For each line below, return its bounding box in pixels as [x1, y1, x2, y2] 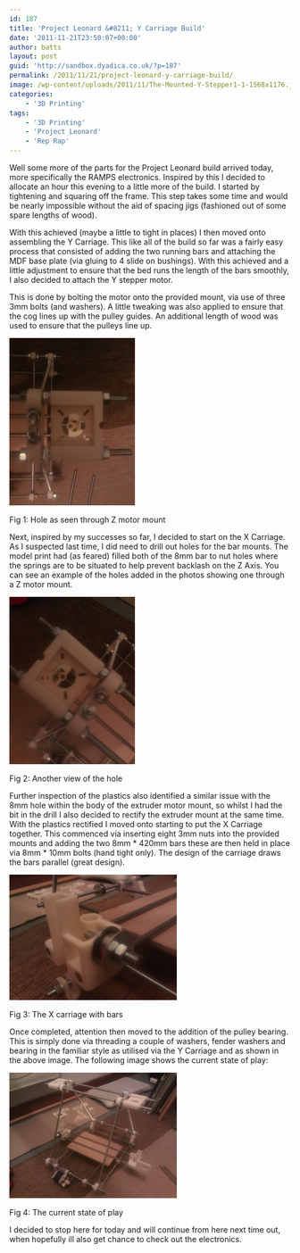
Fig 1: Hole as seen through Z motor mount [9, 514, 166, 525]
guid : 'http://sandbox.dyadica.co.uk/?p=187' [9, 62, 181, 71]
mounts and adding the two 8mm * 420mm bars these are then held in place [9, 838, 290, 848]
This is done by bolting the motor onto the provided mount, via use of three [9, 292, 286, 303]
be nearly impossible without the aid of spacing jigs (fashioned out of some [9, 201, 287, 211]
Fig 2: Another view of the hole [9, 773, 123, 784]
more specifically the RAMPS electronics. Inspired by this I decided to [9, 172, 266, 182]
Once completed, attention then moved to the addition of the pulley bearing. [9, 1026, 288, 1037]
